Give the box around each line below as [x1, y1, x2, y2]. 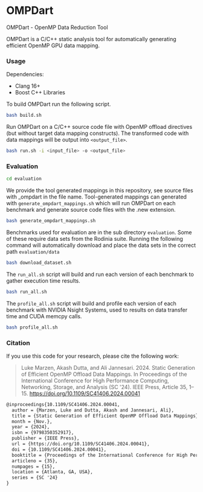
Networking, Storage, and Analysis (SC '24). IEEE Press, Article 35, [21, 383, 188, 390]
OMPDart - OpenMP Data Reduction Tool [6, 24, 108, 31]
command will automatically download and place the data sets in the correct [6, 241, 196, 249]
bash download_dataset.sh [6, 260, 71, 266]
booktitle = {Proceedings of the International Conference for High [11, 452, 188, 458]
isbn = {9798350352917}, [11, 430, 74, 436]
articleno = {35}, [11, 458, 59, 464]
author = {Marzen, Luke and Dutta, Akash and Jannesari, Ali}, [11, 407, 174, 413]
